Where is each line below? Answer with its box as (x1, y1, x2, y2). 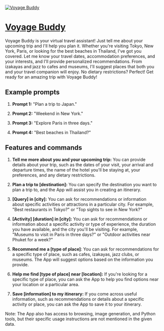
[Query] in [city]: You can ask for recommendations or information (12, 196, 146, 202)
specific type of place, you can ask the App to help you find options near (12, 276, 159, 282)
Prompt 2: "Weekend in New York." (12, 110, 83, 117)
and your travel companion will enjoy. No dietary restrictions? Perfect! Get (5, 69, 154, 75)
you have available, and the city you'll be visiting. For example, (12, 226, 138, 232)
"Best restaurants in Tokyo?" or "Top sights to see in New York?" (12, 206, 143, 212)
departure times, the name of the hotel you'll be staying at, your (12, 167, 141, 173)
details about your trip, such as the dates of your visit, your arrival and (12, 161, 154, 168)
